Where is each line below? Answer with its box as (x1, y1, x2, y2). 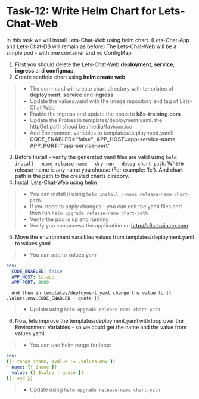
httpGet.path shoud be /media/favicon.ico (29, 123, 133, 130)
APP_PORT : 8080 (11, 279, 49, 285)
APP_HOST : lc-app (11, 274, 55, 280)
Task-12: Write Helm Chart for (6, 4, 157, 18)
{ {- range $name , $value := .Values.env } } (6, 359, 116, 364)
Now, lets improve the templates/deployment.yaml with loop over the (14, 317, 184, 325)
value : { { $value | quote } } (11, 370, 84, 376)
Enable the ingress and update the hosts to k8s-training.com (29, 110, 181, 117)
